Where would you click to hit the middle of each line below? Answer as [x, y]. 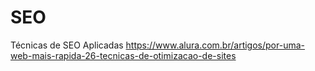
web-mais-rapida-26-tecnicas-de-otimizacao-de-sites [123, 55]
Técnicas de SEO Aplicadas [67, 45]
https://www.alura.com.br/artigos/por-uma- [215, 45]
